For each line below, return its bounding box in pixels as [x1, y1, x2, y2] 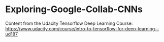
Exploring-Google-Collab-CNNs [5, 4, 143, 15]
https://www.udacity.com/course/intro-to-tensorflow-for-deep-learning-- [5, 25, 159, 31]
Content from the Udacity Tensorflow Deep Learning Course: [5, 20, 133, 26]
